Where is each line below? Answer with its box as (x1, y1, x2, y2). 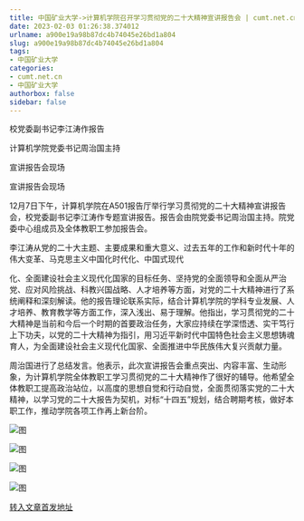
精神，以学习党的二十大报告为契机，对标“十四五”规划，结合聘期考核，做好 (9, 394, 287, 405)
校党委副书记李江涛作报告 (9, 123, 105, 134)
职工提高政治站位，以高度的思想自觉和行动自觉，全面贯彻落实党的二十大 (24, 382, 295, 394)
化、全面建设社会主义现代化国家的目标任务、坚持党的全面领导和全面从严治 (9, 273, 287, 284)
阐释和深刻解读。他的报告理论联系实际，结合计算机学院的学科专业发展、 (16, 295, 287, 306)
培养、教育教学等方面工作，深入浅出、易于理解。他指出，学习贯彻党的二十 (16, 307, 295, 318)
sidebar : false (9, 97, 67, 107)
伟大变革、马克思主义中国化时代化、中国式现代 (9, 254, 184, 265)
